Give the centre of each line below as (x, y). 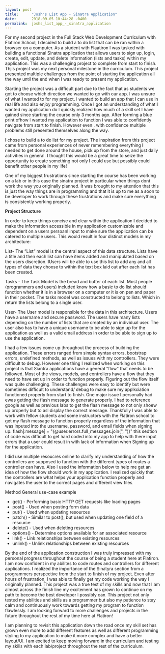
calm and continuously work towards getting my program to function (74, 605)
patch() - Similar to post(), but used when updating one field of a (78, 517)
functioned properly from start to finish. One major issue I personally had (79, 395)
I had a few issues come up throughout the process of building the (72, 348)
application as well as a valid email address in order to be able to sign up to (81, 333)
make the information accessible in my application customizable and (74, 226)
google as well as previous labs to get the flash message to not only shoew (81, 405)
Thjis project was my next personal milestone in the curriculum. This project (82, 69)
